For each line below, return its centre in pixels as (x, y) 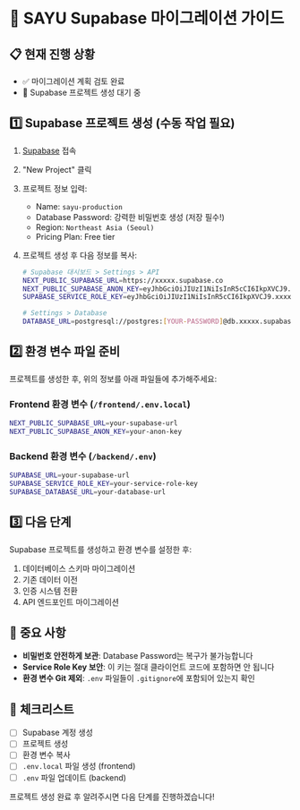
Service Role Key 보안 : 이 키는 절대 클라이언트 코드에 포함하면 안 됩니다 (148, 667)
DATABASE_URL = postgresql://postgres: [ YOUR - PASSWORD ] (123, 322)
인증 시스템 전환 (50, 591)
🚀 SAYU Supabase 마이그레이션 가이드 (147, 18)
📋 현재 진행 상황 (52, 54)
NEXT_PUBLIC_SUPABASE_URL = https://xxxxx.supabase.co (123, 280)
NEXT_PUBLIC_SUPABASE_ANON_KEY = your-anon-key (95, 432)
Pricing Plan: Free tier (75, 236)
